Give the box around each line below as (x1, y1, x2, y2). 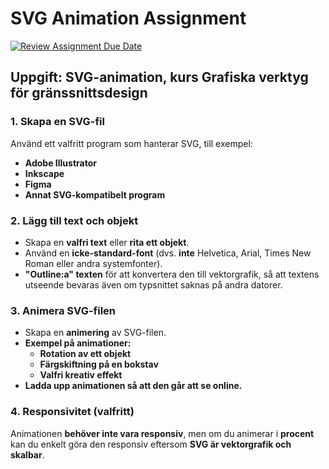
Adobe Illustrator (24, 157, 97, 169)
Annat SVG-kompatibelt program (24, 188, 166, 201)
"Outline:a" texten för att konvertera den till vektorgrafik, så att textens (24, 268, 320, 280)
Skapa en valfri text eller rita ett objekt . (24, 236, 190, 248)
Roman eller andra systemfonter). (24, 257, 163, 269)
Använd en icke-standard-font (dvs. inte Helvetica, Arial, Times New (24, 247, 312, 259)
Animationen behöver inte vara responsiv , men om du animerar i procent (10, 427, 315, 439)
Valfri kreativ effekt (39, 369, 123, 381)
